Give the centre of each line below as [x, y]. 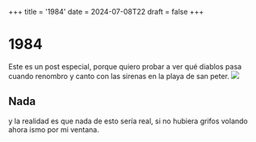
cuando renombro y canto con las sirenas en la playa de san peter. [119, 76]
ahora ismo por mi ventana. [54, 129]
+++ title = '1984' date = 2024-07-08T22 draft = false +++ [106, 12]
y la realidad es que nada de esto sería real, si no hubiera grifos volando [128, 121]
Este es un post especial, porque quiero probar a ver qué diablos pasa [125, 66]
